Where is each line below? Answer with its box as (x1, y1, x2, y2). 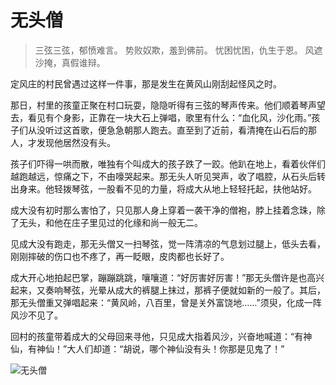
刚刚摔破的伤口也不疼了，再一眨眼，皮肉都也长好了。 (10, 250, 230, 262)
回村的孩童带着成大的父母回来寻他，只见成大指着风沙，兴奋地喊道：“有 (10, 330, 304, 342)
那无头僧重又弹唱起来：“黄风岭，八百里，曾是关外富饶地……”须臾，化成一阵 (10, 296, 322, 308)
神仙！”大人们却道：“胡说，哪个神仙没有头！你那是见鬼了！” (36, 342, 285, 355)
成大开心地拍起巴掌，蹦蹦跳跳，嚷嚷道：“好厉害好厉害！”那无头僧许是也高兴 (10, 271, 325, 283)
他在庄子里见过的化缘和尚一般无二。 (53, 216, 203, 228)
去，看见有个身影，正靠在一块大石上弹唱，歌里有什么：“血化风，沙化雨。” (10, 111, 312, 123)
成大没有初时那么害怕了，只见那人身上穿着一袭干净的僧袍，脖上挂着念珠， (10, 204, 317, 216)
